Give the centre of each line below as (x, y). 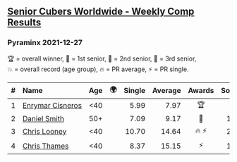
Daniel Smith (43, 118)
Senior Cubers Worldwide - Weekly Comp (101, 12)
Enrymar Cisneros (52, 106)
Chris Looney (44, 132)
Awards (201, 91)
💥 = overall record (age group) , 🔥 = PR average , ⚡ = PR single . (98, 69)
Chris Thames (45, 146)
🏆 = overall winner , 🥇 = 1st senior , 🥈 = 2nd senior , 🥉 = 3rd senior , (102, 58)
